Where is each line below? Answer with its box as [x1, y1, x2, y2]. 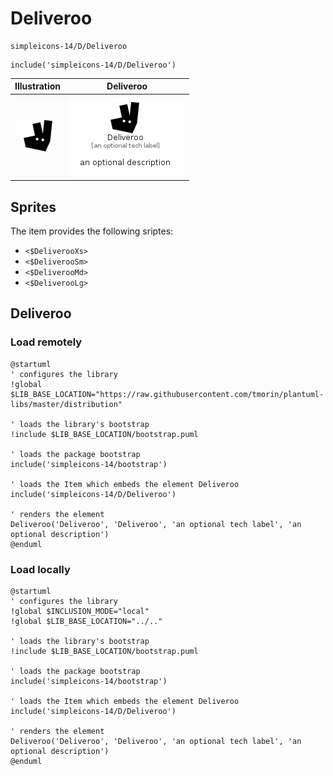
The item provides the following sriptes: [10, 225, 174, 237]
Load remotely [10, 335, 83, 349]
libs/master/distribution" [10, 399, 123, 409]
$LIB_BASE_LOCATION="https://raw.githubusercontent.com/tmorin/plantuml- [10, 389, 325, 399]
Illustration [14, 80, 62, 92]
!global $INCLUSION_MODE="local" [10, 606, 150, 616]
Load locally [10, 562, 71, 576]
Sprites [10, 198, 57, 216]
